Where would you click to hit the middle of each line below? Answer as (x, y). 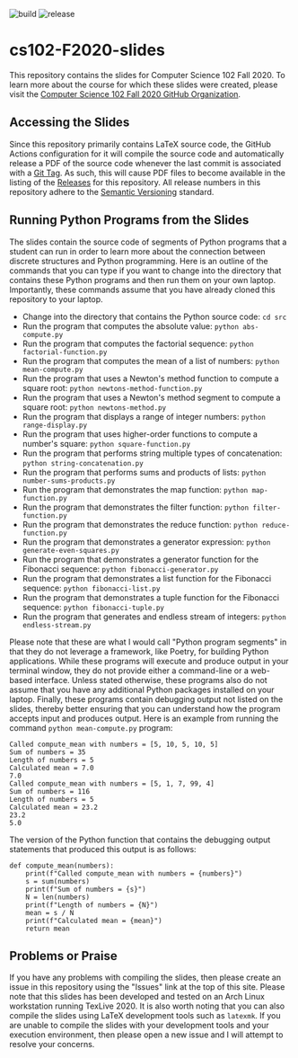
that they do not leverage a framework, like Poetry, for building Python (139, 651)
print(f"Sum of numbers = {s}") (86, 889)
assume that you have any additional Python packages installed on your (142, 689)
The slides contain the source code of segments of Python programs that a (148, 242)
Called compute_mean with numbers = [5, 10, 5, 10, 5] (114, 744)
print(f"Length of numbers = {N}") (92, 905)
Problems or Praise (64, 956)
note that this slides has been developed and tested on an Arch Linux (137, 997)
